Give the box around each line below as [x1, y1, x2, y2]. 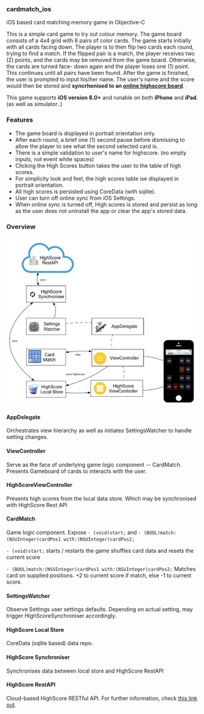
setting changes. [6, 433, 49, 441]
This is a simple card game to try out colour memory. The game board [6, 30, 182, 38]
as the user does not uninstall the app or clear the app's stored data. [15, 207, 187, 214]
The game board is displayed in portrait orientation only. [15, 130, 157, 137]
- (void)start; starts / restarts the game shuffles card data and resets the [6, 547, 194, 555]
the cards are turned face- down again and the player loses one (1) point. [6, 63, 190, 70]
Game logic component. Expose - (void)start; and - [6, 529, 141, 536]
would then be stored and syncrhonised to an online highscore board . [6, 82, 185, 89]
